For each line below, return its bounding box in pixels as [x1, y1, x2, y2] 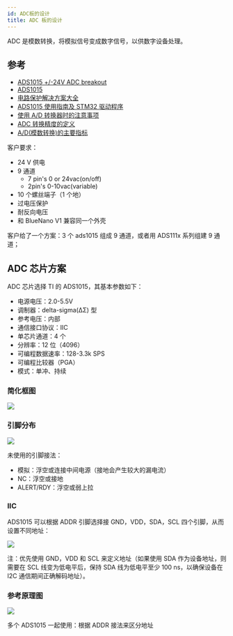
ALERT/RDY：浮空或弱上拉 [17, 483, 94, 492]
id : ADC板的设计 [7, 10, 50, 17]
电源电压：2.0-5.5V [17, 297, 74, 305]
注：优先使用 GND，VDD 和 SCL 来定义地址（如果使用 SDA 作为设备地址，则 [7, 554, 227, 563]
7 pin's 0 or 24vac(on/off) [27, 175, 102, 183]
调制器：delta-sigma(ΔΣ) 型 [17, 306, 97, 315]
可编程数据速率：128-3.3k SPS [17, 349, 106, 358]
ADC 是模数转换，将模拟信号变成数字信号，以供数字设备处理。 [7, 36, 186, 45]
